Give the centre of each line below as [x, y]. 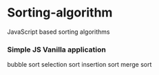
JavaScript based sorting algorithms [59, 32]
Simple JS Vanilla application [57, 50]
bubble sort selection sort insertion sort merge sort [79, 65]
